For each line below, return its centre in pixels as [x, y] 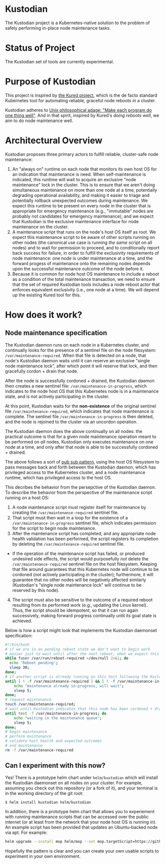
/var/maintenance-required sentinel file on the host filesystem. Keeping [84, 564]
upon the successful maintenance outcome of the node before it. [78, 269]
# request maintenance [28, 700]
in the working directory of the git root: [44, 793]
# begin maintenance [26, 732]
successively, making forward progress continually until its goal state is [84, 615]
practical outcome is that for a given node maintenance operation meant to [81, 436]
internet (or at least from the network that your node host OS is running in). [81, 822]
